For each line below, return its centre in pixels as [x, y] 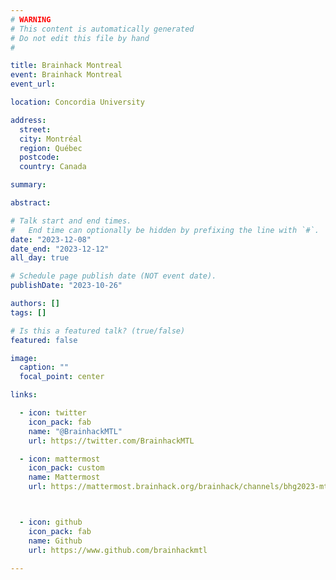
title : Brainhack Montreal [66, 66]
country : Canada [53, 167]
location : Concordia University [77, 102]
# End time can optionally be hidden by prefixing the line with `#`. [165, 230]
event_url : [33, 84]
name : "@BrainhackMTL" [75, 431]
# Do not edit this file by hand [80, 38]
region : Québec [51, 148]
